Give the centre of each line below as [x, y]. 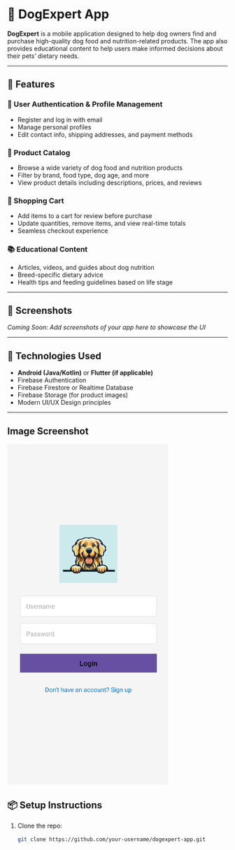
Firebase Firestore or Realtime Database [76, 388]
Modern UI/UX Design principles [64, 403]
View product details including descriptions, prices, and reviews [109, 182]
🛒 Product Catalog [39, 152]
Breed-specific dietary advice [60, 275]
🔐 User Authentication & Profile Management [85, 104]
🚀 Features [31, 84]
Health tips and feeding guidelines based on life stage [95, 282]
